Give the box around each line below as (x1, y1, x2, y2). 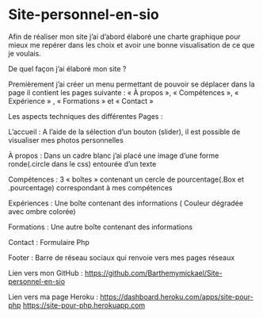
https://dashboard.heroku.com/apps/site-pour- (100, 292, 253, 301)
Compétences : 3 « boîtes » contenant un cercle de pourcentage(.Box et (8, 174, 244, 184)
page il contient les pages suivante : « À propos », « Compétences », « (8, 87, 239, 97)
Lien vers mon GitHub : (8, 268, 83, 278)
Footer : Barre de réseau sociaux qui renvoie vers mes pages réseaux (8, 252, 235, 262)
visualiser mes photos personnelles (8, 135, 124, 144)
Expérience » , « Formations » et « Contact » (8, 96, 154, 105)
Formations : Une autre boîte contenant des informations (8, 222, 192, 232)
